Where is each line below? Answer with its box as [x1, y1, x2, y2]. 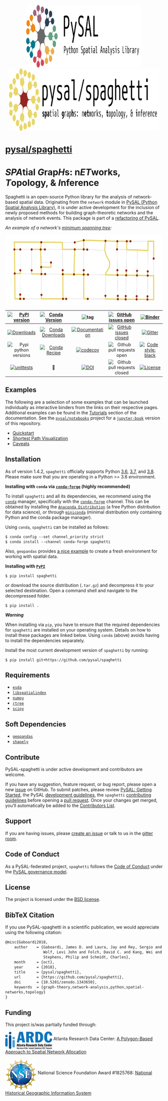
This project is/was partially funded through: [5, 1021, 96, 1027]
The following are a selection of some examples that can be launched [5, 399, 148, 405]
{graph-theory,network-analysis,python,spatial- [40, 985, 144, 990]
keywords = [14, 985, 39, 990]
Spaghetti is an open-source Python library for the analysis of [5, 194, 132, 200]
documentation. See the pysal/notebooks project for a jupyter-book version [5, 415, 160, 421]
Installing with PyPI [5, 563, 45, 569]
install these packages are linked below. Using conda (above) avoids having [5, 632, 159, 638]
